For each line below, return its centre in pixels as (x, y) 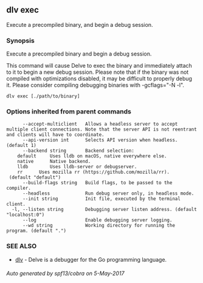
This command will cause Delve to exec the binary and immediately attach (99, 66)
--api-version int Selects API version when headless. (100, 140)
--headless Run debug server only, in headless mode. (108, 194)
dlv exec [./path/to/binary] (43, 96)
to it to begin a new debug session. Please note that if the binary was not (98, 72)
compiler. (19, 188)
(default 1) (21, 146)
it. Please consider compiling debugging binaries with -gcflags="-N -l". (95, 85)
